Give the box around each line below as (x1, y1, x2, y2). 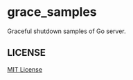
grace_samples (7, 4, 97, 20)
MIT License (7, 65, 43, 73)
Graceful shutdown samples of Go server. (7, 27, 126, 35)
